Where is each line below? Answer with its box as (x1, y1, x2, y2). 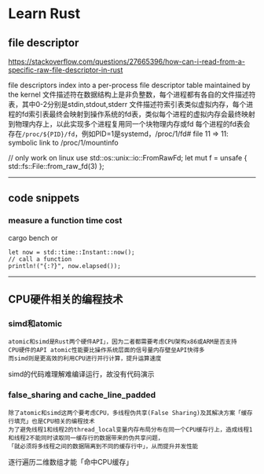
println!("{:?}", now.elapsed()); (8, 262, 122, 270)
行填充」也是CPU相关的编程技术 (8, 417, 96, 425)
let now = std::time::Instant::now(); (8, 248, 135, 256)
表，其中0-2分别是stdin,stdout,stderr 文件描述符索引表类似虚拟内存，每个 (8, 100, 247, 108)
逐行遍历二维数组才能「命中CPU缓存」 (8, 457, 134, 466)
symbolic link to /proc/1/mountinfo (8, 138, 119, 147)
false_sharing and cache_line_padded (8, 390, 156, 401)
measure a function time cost (8, 215, 123, 226)
